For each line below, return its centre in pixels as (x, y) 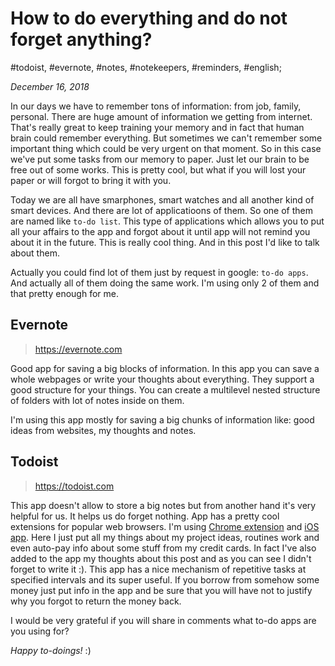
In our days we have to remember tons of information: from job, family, (156, 106)
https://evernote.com (78, 349)
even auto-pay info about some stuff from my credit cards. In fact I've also (163, 548)
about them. (35, 253)
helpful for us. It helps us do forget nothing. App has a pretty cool (145, 516)
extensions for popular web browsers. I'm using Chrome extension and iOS (165, 526)
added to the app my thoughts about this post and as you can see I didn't (161, 558)
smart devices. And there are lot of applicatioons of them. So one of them (161, 210)
